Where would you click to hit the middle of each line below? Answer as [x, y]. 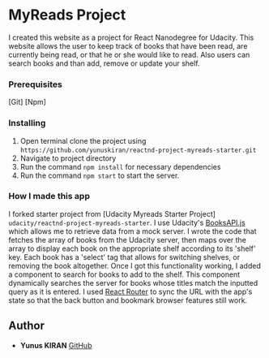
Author [26, 326]
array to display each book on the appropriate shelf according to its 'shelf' [132, 248]
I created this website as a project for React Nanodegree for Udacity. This [131, 37]
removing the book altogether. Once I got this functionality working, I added [134, 265]
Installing [27, 123]
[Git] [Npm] [28, 102]
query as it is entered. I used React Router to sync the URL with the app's [130, 291]
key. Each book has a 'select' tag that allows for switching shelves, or [124, 257]
